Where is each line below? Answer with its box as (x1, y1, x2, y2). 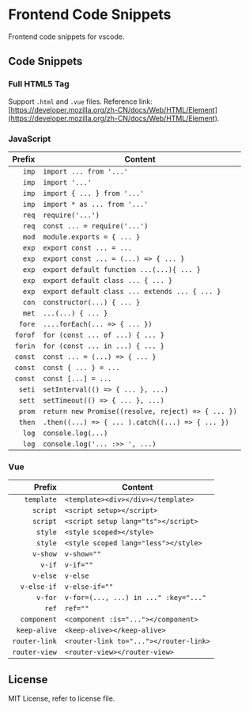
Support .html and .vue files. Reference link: (8, 97, 153, 106)
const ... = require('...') (43, 221, 149, 231)
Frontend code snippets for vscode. (8, 32, 125, 41)
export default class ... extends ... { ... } (43, 287, 221, 296)
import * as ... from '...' (43, 200, 149, 208)
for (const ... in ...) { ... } (43, 341, 164, 350)
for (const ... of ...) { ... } (43, 331, 164, 339)
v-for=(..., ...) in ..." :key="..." (64, 593, 207, 602)
